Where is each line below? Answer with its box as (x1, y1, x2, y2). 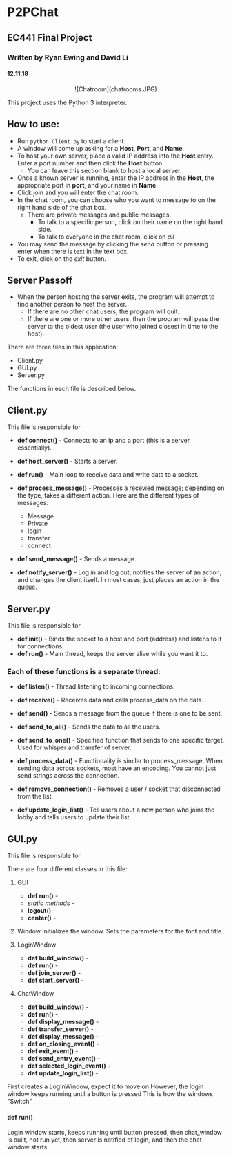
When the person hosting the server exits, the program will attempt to (17, 293, 215, 301)
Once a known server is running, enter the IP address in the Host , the (17, 174, 214, 182)
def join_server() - (27, 969, 81, 977)
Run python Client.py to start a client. (17, 136, 126, 145)
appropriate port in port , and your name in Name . (17, 181, 159, 189)
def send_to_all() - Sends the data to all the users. (17, 722, 161, 731)
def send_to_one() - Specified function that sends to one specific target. (17, 736, 225, 745)
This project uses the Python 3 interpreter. (7, 98, 128, 107)
